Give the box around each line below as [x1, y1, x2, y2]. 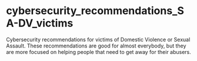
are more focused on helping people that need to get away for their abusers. [6, 48, 191, 55]
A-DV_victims [6, 16, 74, 30]
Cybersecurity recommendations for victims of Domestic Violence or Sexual [6, 36, 191, 43]
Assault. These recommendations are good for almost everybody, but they [6, 42, 186, 49]
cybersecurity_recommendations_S [6, 4, 184, 18]
